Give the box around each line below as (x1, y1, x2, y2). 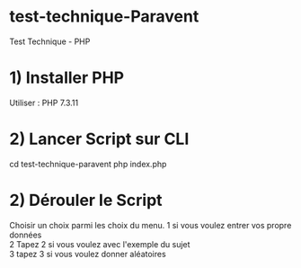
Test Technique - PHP (9, 36, 91, 47)
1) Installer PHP (9, 67, 124, 88)
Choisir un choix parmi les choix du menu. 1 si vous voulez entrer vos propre (9, 219, 292, 230)
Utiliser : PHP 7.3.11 (9, 97, 79, 108)
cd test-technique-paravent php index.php (9, 158, 167, 169)
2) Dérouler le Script (9, 191, 164, 210)
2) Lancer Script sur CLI (9, 129, 190, 149)
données (9, 229, 42, 240)
